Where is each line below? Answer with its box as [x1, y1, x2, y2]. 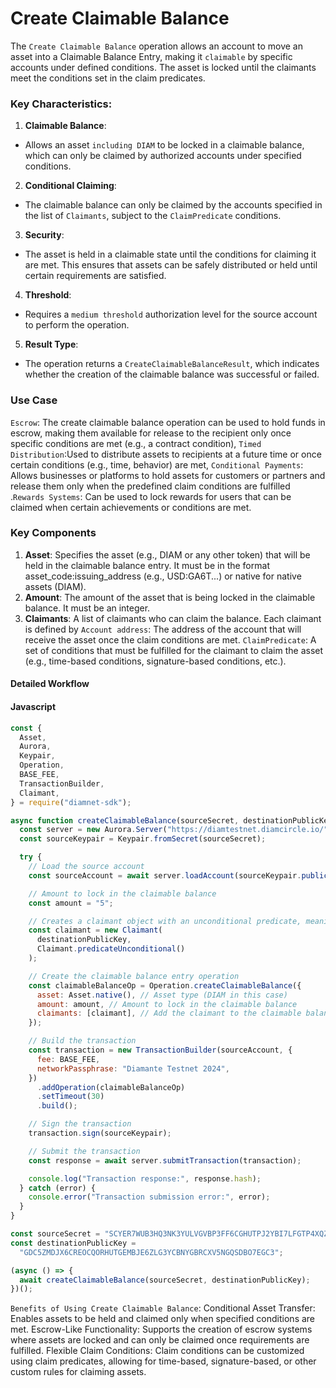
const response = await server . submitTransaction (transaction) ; [28, 1155, 302, 1166]
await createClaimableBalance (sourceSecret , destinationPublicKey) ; [19, 1275, 311, 1285]
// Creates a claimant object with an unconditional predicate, [28, 916, 302, 926]
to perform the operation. [24, 319, 130, 331]
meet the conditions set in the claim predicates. [10, 72, 206, 84]
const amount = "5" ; [28, 898, 114, 908]
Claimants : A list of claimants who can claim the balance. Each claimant [24, 612, 322, 624]
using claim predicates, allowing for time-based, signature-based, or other [10, 1355, 317, 1367]
